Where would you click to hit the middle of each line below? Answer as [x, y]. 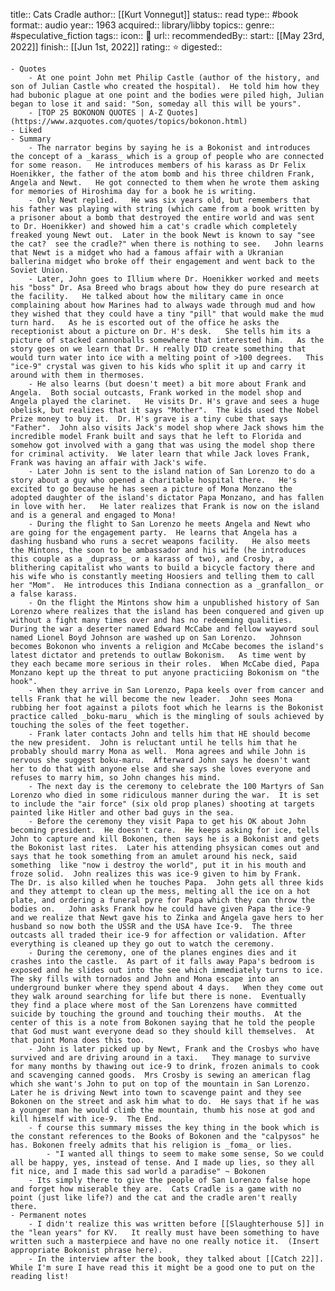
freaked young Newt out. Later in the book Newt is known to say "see [162, 235]
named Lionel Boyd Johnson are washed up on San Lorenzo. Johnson [156, 638]
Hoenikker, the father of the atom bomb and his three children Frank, [162, 174]
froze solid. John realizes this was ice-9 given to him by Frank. [156, 874]
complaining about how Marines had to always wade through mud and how [162, 305]
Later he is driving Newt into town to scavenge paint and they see [156, 1093]
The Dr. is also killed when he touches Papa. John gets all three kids [167, 883]
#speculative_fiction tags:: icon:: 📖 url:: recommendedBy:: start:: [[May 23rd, [167, 35]
